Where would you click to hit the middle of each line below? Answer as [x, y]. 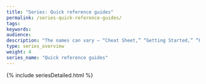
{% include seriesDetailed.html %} [50, 75]
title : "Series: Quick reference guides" [60, 12]
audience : [19, 35]
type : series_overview [35, 47]
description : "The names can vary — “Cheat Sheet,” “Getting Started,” [100, 40]
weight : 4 [19, 52]
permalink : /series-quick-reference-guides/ [64, 18]
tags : [13, 23]
